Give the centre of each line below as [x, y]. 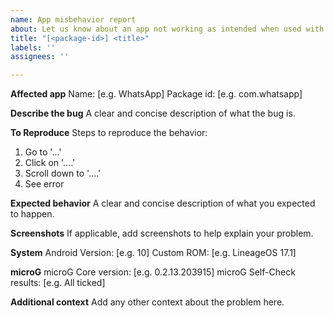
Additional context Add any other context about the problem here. [147, 302]
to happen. [32, 214]
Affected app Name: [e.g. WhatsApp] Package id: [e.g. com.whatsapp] [156, 94]
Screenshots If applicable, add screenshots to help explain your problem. [162, 233]
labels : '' [33, 47]
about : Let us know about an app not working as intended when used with [167, 29]
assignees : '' [40, 57]
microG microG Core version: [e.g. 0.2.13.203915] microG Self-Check [153, 272]
